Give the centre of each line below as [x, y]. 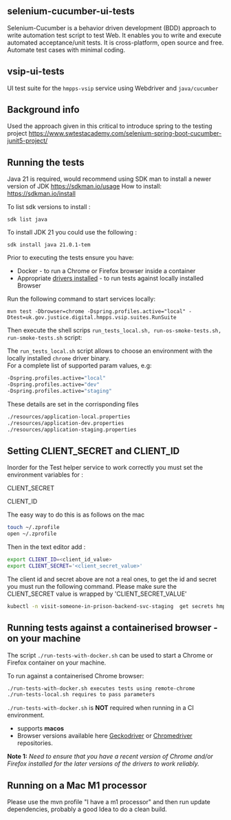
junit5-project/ [27, 141]
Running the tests [46, 162]
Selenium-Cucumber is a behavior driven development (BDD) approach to [112, 28]
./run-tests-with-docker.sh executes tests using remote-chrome [101, 688]
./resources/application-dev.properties [66, 423]
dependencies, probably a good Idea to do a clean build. [87, 809]
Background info [44, 110]
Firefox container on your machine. [57, 662]
